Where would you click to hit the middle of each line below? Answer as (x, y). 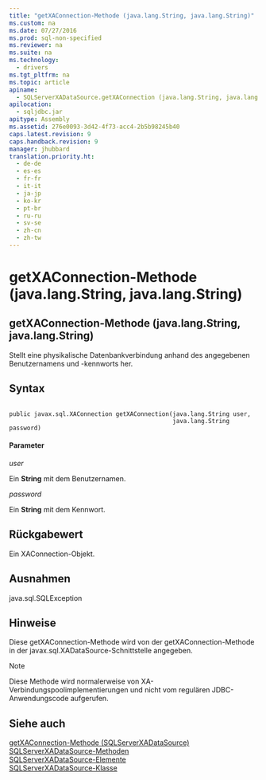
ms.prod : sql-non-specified (56, 38)
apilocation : (31, 104)
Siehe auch (37, 723)
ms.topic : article (39, 82)
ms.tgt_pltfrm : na (39, 75)
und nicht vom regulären (170, 690)
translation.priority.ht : (52, 156)
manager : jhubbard (39, 149)
